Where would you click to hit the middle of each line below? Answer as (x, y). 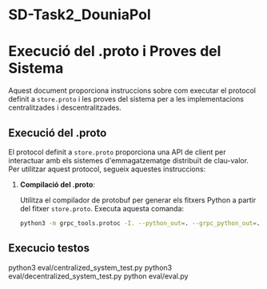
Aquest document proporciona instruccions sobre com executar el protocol (132, 90)
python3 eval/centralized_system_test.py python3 (90, 267)
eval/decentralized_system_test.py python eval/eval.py (98, 276)
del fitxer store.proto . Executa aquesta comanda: (102, 208)
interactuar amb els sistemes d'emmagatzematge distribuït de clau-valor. (129, 160)
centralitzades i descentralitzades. (65, 108)
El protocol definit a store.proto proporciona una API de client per (117, 152)
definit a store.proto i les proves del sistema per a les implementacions (126, 99)
